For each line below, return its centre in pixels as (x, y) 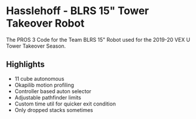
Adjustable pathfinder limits (48, 97)
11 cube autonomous (39, 78)
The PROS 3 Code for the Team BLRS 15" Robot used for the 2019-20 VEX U (98, 39)
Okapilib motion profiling (44, 85)
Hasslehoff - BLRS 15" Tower (77, 11)
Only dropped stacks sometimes (54, 110)
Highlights (26, 65)
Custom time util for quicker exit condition (65, 104)
